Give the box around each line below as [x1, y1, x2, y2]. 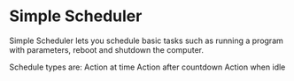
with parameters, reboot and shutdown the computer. [9, 44, 204, 55]
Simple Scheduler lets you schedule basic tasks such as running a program [9, 35, 283, 46]
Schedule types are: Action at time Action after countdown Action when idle [9, 62, 286, 72]
